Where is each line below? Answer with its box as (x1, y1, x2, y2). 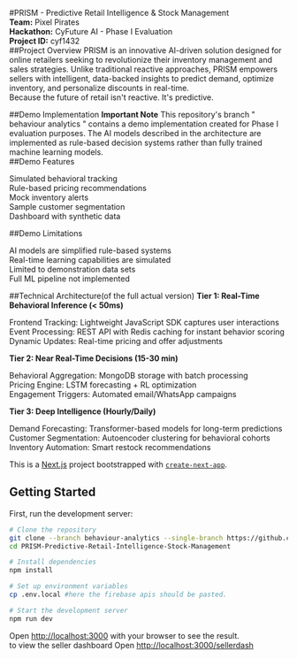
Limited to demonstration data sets (9, 264, 136, 274)
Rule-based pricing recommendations (9, 183, 148, 193)
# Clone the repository (9, 525, 97, 534)
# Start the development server (9, 606, 128, 615)
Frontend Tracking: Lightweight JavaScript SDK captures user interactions (9, 318, 280, 327)
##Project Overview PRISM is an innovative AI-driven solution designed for (9, 45, 282, 56)
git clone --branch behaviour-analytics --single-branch (9, 533, 224, 542)
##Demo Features (9, 157, 75, 166)
